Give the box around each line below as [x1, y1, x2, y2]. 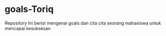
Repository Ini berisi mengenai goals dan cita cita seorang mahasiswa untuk [4, 20, 161, 26]
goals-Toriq [4, 3, 54, 15]
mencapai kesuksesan [4, 25, 51, 31]
